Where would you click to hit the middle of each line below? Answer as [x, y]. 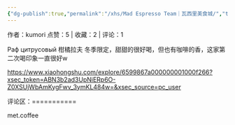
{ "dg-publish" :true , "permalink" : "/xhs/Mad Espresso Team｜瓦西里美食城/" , [115, 14]
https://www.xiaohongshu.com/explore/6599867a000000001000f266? [110, 72]
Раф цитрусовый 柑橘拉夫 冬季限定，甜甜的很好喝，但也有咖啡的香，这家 [113, 49]
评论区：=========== [42, 101]
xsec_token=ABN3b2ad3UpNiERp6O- [62, 79]
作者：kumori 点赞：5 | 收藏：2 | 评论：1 [65, 34]
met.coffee [23, 115]
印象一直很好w [47, 58]
